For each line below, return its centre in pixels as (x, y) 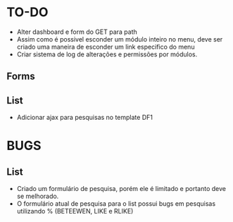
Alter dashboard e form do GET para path (77, 32)
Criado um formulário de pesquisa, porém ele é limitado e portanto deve (121, 189)
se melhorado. (38, 196)
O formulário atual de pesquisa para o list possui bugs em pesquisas (116, 204)
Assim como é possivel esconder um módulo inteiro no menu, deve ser (120, 39)
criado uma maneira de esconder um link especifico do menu (106, 47)
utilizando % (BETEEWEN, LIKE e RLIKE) (75, 211)
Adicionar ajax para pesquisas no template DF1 (84, 118)
